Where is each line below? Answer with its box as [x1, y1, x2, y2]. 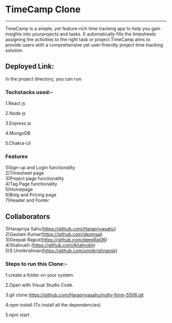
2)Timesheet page [5, 170, 45, 176]
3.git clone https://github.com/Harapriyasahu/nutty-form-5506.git [5, 292, 144, 298]
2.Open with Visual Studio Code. [5, 282, 74, 288]
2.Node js [5, 110, 26, 117]
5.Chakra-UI [5, 140, 31, 146]
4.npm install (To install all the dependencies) [5, 302, 101, 308]
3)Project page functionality [5, 176, 64, 182]
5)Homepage [5, 186, 33, 193]
